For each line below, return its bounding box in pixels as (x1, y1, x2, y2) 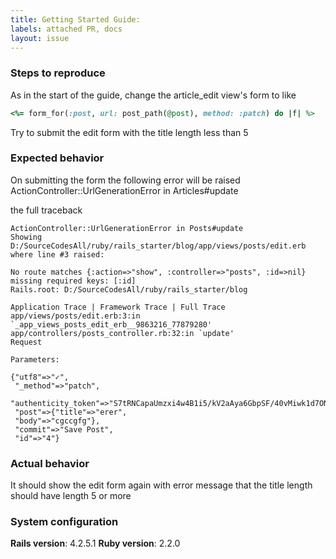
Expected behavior (10, 151, 105, 165)
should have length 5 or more (10, 490, 132, 502)
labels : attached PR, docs (10, 24, 123, 34)
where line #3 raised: (10, 249, 105, 260)
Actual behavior (10, 456, 90, 470)
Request (10, 337, 43, 347)
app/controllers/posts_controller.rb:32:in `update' (10, 328, 235, 338)
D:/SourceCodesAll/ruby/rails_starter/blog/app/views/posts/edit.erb (10, 241, 307, 251)
